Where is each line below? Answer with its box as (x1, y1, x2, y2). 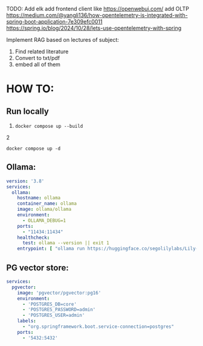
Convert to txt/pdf (14, 55, 60, 61)
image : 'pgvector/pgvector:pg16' (17, 290, 101, 296)
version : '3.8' (6, 178, 45, 184)
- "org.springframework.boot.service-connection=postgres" (22, 324, 174, 330)
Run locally (6, 106, 50, 116)
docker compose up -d (6, 145, 61, 151)
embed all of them (14, 61, 60, 68)
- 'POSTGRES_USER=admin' (22, 312, 85, 319)
